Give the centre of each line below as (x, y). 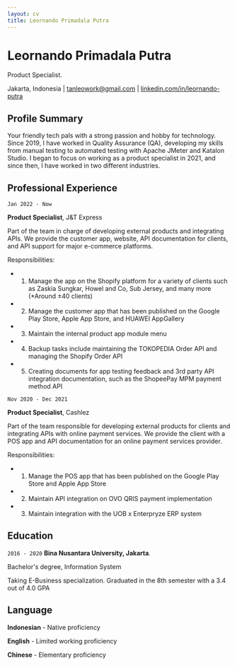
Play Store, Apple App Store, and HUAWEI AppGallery (106, 318)
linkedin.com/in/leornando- (180, 88)
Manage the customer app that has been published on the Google (124, 311)
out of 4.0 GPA (29, 587)
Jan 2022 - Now (30, 205)
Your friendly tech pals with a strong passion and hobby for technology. (112, 136)
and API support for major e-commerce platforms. (80, 246)
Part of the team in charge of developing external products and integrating (116, 231)
